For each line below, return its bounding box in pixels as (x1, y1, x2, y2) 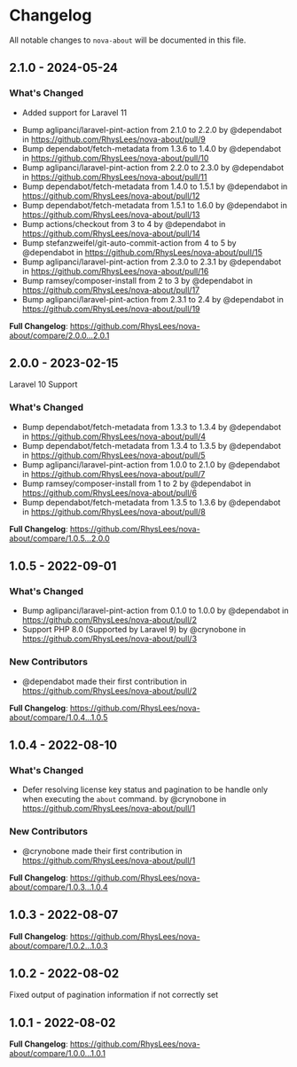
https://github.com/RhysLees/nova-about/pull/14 (21, 228, 201, 239)
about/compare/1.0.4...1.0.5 (9, 711, 108, 723)
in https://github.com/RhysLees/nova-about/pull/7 (21, 468, 206, 479)
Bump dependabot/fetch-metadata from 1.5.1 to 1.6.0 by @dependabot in (21, 200, 288, 210)
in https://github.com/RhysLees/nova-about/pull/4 (21, 431, 207, 442)
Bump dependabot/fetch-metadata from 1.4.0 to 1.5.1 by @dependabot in (21, 181, 288, 192)
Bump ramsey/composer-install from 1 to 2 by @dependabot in (21, 478, 252, 489)
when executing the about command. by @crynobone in (21, 794, 227, 804)
